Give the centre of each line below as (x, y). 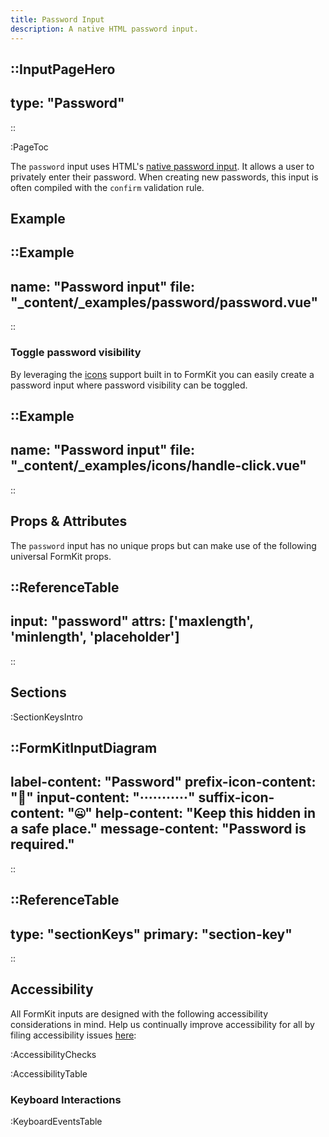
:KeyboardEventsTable (56, 1122)
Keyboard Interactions (66, 1099)
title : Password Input (57, 19)
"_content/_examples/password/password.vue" (164, 302)
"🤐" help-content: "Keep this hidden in (191, 813)
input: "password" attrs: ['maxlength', (132, 621)
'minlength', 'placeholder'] (95, 637)
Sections (38, 692)
